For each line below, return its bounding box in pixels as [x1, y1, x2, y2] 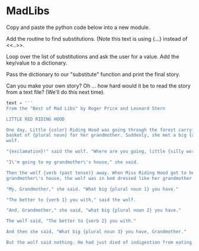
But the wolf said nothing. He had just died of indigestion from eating [6, 240, 192, 246]
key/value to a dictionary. [6, 59, 68, 66]
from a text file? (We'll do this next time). [6, 88, 105, 95]
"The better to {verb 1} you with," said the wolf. [6, 197, 136, 202]
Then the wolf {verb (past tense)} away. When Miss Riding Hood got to [6, 170, 187, 176]
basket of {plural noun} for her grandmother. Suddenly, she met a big [6, 132, 187, 139]
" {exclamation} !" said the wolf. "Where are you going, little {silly [6, 149, 184, 155]
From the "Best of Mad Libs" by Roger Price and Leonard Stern [6, 105, 166, 111]
